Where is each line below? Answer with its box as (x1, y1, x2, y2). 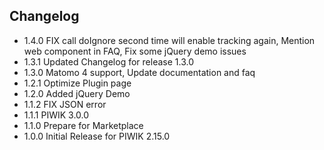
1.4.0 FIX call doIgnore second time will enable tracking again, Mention (23, 34, 316, 46)
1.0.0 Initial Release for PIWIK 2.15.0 (23, 130, 171, 142)
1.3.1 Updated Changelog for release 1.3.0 (23, 55, 194, 68)
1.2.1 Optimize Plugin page (23, 77, 132, 89)
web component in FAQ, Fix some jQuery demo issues (23, 45, 247, 57)
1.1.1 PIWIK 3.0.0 (23, 109, 90, 121)
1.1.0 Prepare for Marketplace (23, 119, 144, 131)
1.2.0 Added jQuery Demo (23, 87, 131, 99)
